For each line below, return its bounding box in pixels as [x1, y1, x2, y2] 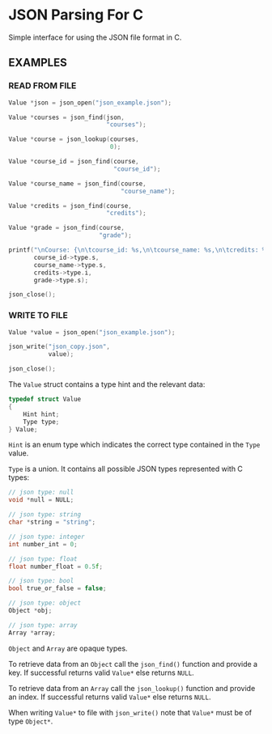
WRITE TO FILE [8, 310, 69, 321]
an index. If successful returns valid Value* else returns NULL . [8, 692, 211, 702]
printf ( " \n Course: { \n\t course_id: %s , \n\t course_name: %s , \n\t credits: [8, 246, 259, 254]
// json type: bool [8, 577, 74, 585]
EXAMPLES [8, 56, 67, 70]
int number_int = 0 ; [8, 540, 79, 548]
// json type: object [8, 599, 82, 608]
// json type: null [8, 488, 74, 497]
